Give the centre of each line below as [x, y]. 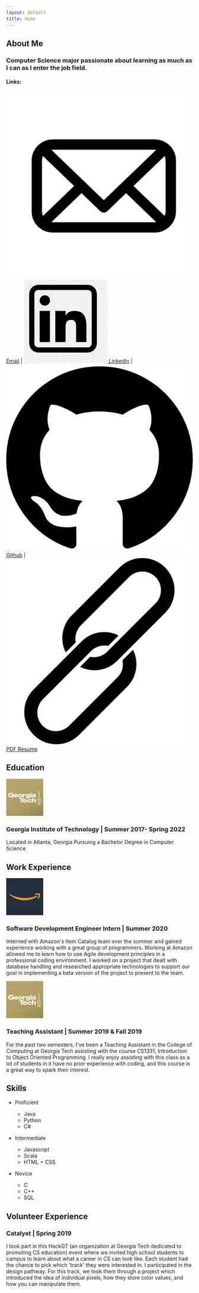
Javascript [36, 1150]
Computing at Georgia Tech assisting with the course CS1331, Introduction [97, 1051]
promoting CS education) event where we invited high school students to [95, 1253]
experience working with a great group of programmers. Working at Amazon [99, 948]
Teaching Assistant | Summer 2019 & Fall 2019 [74, 1032]
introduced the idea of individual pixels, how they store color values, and [95, 1278]
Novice [23, 1174]
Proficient [27, 1103]
